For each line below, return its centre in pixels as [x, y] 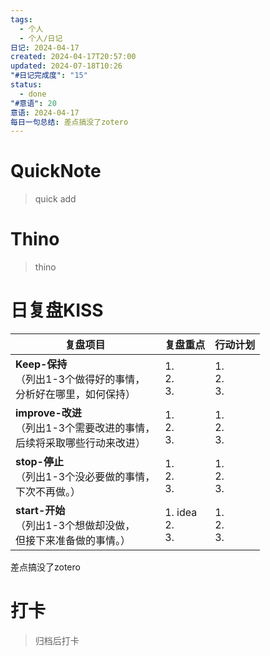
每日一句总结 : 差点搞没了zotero [69, 122]
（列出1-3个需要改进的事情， [85, 428]
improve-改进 [48, 413]
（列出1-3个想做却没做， [75, 526]
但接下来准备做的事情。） [73, 541]
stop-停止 [39, 462]
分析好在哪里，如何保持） [76, 394]
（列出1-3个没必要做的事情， [85, 477]
